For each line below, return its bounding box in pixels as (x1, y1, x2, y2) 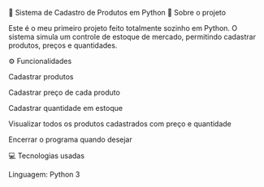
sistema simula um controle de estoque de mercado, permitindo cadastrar (8, 32, 256, 41)
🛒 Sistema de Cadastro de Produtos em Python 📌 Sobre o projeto (8, 8, 226, 17)
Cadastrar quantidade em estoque (8, 104, 123, 113)
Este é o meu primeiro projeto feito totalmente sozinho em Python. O (8, 23, 238, 32)
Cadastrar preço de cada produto (8, 87, 120, 97)
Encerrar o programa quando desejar (8, 134, 132, 144)
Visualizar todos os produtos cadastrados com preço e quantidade (8, 119, 232, 129)
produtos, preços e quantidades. (8, 40, 118, 50)
